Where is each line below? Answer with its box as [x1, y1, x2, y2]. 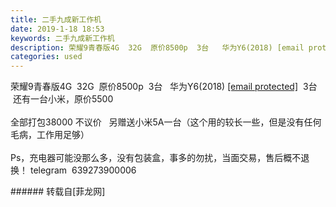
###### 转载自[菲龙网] [10, 186, 106, 198]
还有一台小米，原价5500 [12, 93, 114, 105]
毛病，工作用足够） [10, 129, 90, 141]
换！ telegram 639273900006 [10, 164, 137, 176]
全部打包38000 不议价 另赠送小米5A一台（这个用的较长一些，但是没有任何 [10, 116, 322, 128]
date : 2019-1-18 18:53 [10, 24, 105, 34]
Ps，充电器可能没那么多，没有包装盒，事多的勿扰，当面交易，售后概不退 [10, 152, 310, 164]
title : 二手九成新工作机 [10, 14, 102, 25]
